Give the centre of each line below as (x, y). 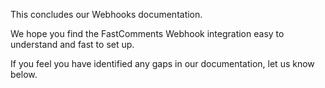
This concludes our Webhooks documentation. (106, 14)
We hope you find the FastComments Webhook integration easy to (147, 33)
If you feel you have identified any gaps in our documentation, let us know (162, 63)
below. (24, 74)
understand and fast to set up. (72, 44)
